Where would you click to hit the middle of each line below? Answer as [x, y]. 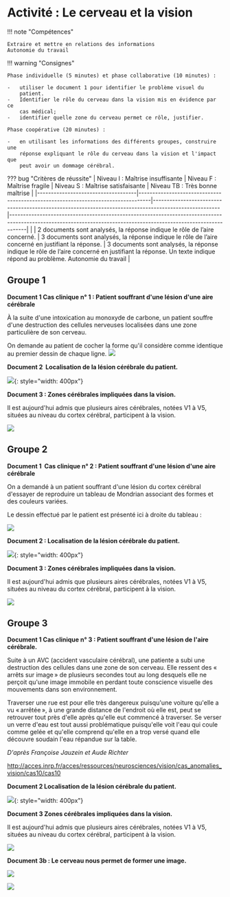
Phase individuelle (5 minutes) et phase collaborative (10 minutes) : [112, 76]
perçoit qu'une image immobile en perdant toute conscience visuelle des [110, 682]
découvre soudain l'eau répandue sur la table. [72, 739]
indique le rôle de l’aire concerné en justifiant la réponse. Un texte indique [111, 251]
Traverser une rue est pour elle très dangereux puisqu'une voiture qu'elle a [113, 703]
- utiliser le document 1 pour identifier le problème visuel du [106, 87]
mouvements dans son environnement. [62, 690]
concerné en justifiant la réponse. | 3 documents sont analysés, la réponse [113, 244]
